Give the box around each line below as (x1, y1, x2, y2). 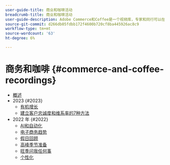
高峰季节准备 (20, 141, 47, 147)
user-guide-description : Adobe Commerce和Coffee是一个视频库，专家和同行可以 (5, 17, 162, 22)
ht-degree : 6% (5, 36, 35, 41)
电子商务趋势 (20, 129, 47, 135)
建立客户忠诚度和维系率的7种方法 (20, 110, 90, 116)
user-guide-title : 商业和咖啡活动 (5, 7, 73, 13)
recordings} (5, 74, 57, 86)
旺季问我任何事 (20, 148, 52, 154)
